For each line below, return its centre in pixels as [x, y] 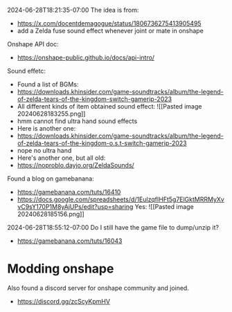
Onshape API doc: [33, 44]
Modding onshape [61, 269]
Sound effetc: [27, 71]
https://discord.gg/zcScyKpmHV [64, 301]
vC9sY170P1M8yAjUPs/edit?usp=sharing [75, 207]
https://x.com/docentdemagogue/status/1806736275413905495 [109, 23]
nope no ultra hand [44, 150]
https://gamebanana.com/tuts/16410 [69, 192]
